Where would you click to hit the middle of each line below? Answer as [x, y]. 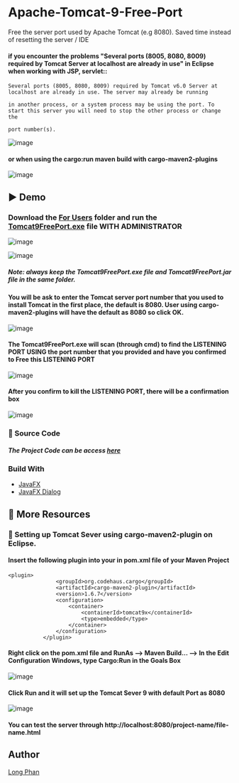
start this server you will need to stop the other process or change [115, 111]
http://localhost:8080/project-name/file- [167, 725]
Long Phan [24, 772]
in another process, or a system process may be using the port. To [111, 105]
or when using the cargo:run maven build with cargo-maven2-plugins [113, 159]
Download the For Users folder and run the [83, 217]
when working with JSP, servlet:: [58, 71]
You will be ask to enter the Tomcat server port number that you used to [116, 297]
